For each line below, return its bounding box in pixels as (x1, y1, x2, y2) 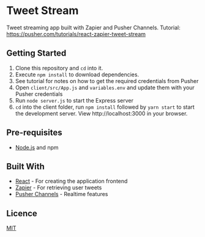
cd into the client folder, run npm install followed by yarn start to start (15, 103, 195, 111)
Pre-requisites (6, 128, 62, 138)
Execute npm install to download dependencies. (15, 71, 140, 78)
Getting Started (6, 48, 67, 59)
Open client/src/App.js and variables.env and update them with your (15, 84, 195, 91)
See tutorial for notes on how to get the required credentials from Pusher (15, 77, 199, 84)
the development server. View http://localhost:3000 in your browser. (15, 109, 188, 117)
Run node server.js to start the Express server (15, 97, 133, 104)
